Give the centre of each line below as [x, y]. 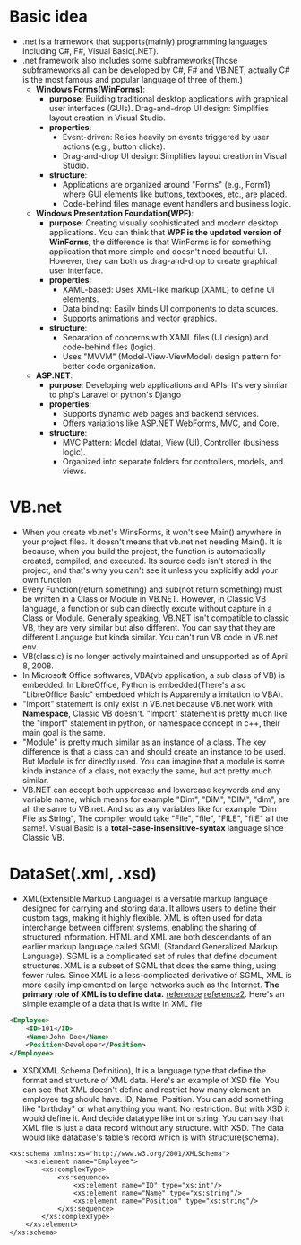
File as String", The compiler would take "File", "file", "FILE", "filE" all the [155, 818]
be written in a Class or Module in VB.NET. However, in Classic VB [144, 598]
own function [47, 579]
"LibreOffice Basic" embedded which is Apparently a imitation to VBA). [153, 694]
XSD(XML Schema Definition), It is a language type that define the [144, 1071]
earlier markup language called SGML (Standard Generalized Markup [150, 946]
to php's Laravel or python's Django [115, 394]
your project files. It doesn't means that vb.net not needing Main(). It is [152, 542]
